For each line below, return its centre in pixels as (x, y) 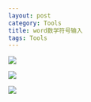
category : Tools (35, 23)
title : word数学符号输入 (45, 30)
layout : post (30, 16)
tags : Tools (28, 38)
